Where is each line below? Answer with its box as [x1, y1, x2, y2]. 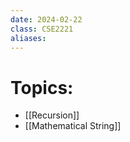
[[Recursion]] [24, 109, 80, 121]
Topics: [10, 76, 74, 99]
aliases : [10, 33, 47, 43]
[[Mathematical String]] [24, 120, 122, 132]
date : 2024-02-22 [10, 14, 83, 25]
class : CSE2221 [10, 24, 74, 34]
